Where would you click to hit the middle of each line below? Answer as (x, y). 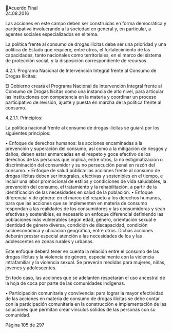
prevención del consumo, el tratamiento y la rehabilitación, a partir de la (81, 187)
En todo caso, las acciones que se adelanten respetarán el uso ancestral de (85, 278)
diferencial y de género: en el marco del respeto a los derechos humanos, (83, 198)
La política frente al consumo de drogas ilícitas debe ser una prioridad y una (86, 44)
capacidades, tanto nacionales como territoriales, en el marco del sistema (83, 55)
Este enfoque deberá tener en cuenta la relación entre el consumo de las (82, 251)
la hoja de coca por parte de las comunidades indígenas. (65, 283)
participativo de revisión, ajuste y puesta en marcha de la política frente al (83, 102)
